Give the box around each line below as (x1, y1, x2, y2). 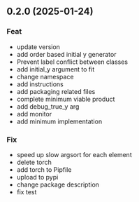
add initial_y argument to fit (16, 65, 95, 73)
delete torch (16, 158, 52, 166)
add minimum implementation (16, 117, 103, 126)
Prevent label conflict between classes (16, 58, 129, 66)
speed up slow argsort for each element (16, 150, 132, 159)
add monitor (16, 109, 52, 118)
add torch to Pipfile (16, 165, 72, 174)
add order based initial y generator (16, 50, 117, 58)
